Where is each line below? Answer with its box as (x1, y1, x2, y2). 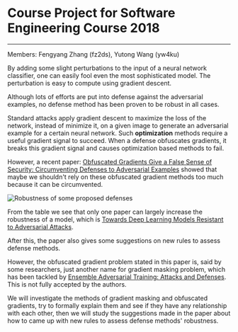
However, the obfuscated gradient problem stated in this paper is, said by (7, 257, 222, 266)
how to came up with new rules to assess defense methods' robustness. (7, 316, 219, 325)
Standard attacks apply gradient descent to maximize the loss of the (7, 113, 207, 122)
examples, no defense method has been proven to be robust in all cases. (7, 100, 220, 108)
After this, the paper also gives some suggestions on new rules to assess (7, 236, 221, 245)
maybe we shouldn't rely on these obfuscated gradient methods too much (7, 172, 224, 181)
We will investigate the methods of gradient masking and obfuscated (7, 294, 208, 302)
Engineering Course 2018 (7, 20, 160, 36)
